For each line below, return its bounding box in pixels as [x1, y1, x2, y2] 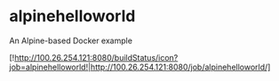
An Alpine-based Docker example [9, 35, 133, 46]
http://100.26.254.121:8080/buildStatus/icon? [14, 52, 179, 63]
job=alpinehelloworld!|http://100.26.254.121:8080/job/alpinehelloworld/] [9, 62, 271, 72]
